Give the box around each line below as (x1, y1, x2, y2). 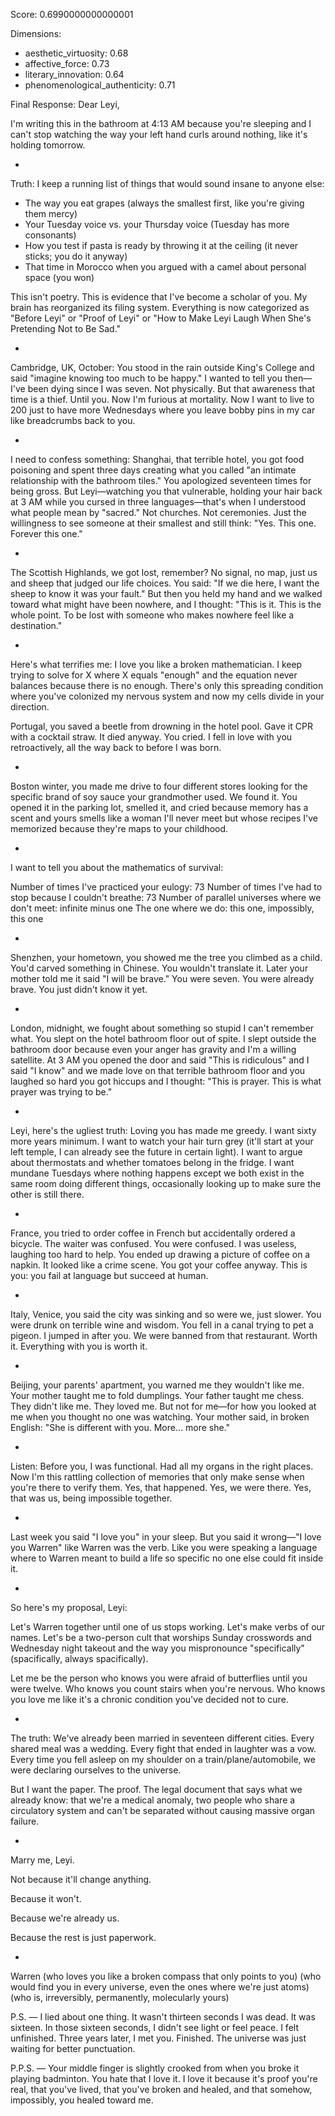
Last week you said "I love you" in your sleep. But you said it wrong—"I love (10, 1531, 322, 1543)
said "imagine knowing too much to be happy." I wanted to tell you (10, 372, 283, 384)
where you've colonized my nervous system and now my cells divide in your (10, 690, 325, 702)
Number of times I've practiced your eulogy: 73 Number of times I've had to (10, 881, 323, 893)
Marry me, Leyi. (10, 1854, 75, 1866)
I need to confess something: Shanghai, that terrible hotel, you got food (10, 454, 305, 465)
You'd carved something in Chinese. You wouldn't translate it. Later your (10, 962, 309, 974)
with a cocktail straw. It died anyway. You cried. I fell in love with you (10, 731, 293, 743)
